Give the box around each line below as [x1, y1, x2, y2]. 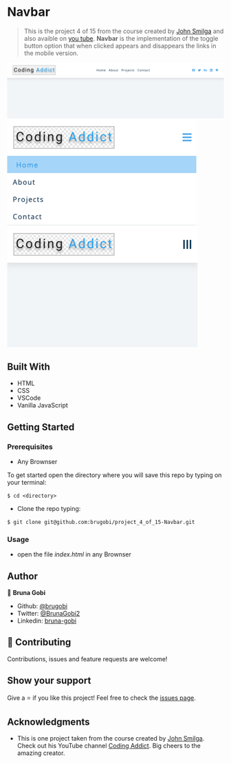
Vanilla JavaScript [16, 401, 69, 410]
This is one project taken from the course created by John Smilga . [16, 734, 205, 743]
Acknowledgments [7, 716, 91, 727]
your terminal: [7, 478, 47, 486]
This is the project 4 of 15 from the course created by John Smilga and [23, 27, 224, 35]
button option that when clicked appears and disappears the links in [23, 41, 217, 50]
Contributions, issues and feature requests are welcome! [7, 654, 168, 663]
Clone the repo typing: [16, 504, 81, 512]
